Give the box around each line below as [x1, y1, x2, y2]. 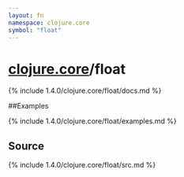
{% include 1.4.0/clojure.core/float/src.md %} [8, 160, 156, 170]
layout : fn [8, 11, 44, 20]
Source [8, 139, 45, 153]
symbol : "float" [8, 26, 62, 34]
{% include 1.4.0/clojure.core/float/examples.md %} [8, 116, 178, 126]
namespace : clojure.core [8, 19, 90, 27]
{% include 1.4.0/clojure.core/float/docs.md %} [8, 86, 162, 95]
